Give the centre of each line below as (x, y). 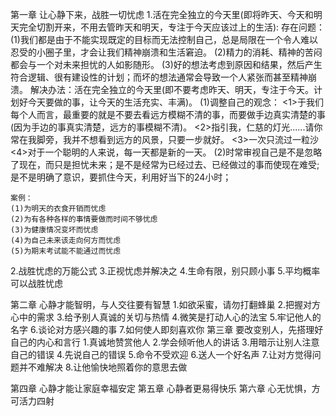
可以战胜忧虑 (36, 283)
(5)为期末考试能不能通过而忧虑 (66, 251)
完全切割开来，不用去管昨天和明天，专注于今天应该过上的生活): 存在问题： (172, 27)
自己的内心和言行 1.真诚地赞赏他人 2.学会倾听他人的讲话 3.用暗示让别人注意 (165, 342)
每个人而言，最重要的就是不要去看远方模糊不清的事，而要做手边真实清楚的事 (168, 114)
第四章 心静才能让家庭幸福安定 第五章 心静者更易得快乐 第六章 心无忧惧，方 (165, 388)
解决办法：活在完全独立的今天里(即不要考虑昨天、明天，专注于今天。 (172, 89)
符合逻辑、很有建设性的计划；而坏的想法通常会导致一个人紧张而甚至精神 (159, 77)
